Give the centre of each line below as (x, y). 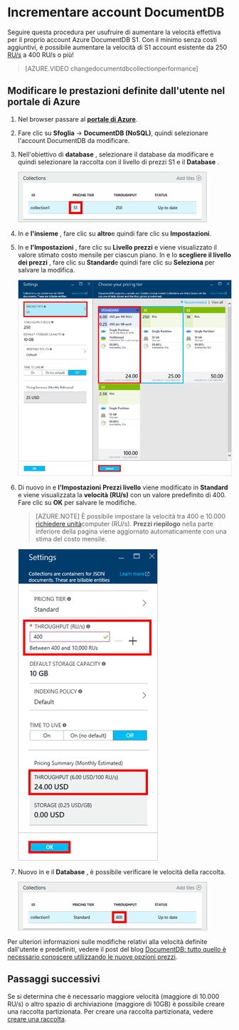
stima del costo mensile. (71, 539)
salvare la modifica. (46, 270)
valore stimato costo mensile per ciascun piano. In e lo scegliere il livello (124, 255)
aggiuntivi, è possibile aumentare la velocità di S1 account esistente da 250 (117, 47)
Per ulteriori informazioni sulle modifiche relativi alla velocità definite (107, 942)
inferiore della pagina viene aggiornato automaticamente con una (131, 531)
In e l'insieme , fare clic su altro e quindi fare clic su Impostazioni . (115, 233)
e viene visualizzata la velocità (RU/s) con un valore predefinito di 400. (122, 495)
